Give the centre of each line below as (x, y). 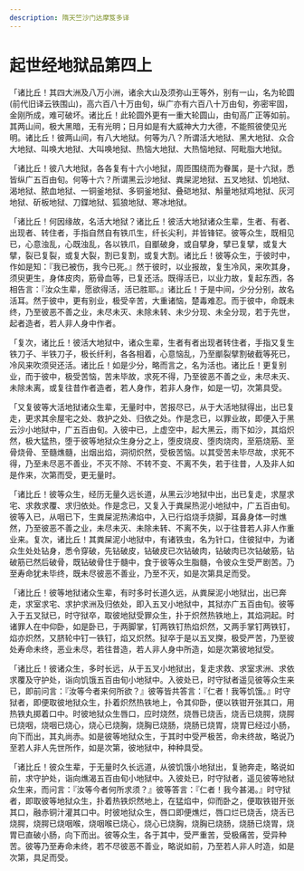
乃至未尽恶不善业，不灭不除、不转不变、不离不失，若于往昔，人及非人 (156, 464)
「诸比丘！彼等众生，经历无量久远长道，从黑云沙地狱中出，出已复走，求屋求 (152, 493)
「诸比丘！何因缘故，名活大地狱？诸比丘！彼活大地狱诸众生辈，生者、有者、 (152, 221)
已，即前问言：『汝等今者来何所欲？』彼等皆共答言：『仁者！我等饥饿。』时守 (150, 691)
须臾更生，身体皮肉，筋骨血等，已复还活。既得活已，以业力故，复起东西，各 (152, 278)
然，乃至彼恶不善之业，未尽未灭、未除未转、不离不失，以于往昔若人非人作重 (152, 528)
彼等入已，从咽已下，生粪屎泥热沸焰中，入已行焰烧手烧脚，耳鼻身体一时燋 (148, 516)
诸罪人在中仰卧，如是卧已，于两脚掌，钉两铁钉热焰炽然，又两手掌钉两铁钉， (152, 627)
